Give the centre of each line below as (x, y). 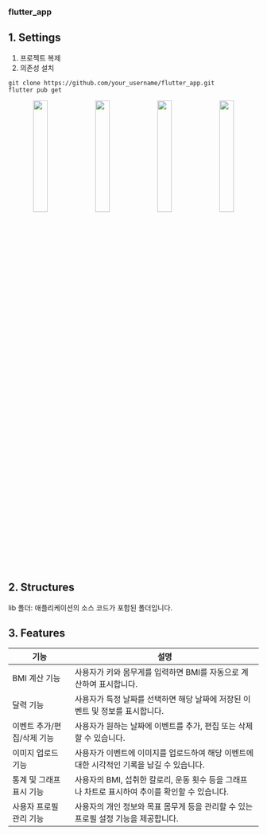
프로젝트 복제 (40, 57)
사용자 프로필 (35, 807)
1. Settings (35, 38)
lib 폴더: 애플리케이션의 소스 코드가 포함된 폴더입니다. (91, 607)
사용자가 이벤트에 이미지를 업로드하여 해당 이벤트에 (164, 753)
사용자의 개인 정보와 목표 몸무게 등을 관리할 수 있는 (163, 807)
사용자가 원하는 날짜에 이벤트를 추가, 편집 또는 (155, 726)
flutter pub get (35, 90)
